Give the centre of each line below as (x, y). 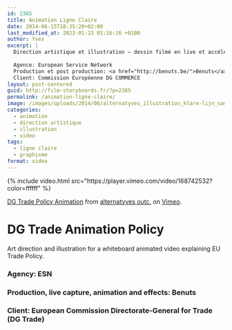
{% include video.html (39, 181)
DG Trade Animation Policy (86, 229)
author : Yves (26, 39)
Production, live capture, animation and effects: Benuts (102, 292)
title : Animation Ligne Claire (52, 20)
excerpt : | (23, 46)
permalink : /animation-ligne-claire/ (61, 97)
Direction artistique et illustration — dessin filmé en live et (109, 52)
